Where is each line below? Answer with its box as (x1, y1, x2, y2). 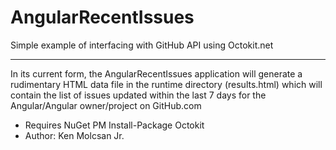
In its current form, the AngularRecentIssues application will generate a (10, 67, 303, 80)
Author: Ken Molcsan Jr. (24, 129, 125, 141)
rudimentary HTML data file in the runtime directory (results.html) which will (10, 78, 323, 90)
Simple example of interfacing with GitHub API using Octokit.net (10, 39, 274, 51)
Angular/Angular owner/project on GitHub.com (10, 99, 202, 111)
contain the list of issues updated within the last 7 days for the (10, 89, 267, 101)
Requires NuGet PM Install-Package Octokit (24, 119, 205, 131)
